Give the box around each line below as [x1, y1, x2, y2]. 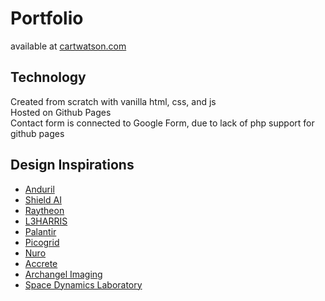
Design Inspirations [10, 157, 135, 174]
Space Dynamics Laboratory [24, 278, 143, 291]
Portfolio [10, 7, 84, 30]
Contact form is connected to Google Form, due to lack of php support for [10, 117, 315, 129]
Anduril [24, 183, 55, 195]
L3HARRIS [24, 215, 68, 227]
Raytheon [24, 204, 65, 216]
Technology [10, 69, 87, 86]
